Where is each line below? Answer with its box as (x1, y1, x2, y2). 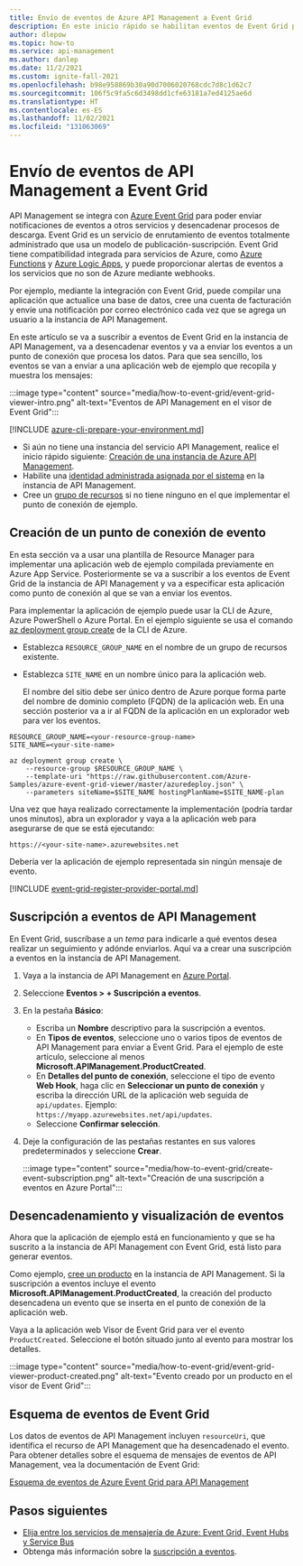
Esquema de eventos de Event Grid (9, 1406, 210, 1422)
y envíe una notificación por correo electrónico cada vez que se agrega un (9, 304, 287, 315)
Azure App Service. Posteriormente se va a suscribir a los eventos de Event (9, 568, 290, 579)
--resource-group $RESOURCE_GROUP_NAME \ (25, 764, 183, 773)
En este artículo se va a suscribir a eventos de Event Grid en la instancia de (9, 331, 289, 342)
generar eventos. (9, 1251, 73, 1262)
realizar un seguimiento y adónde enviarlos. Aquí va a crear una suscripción (9, 942, 291, 953)
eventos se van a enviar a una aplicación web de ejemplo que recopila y (9, 360, 277, 371)
